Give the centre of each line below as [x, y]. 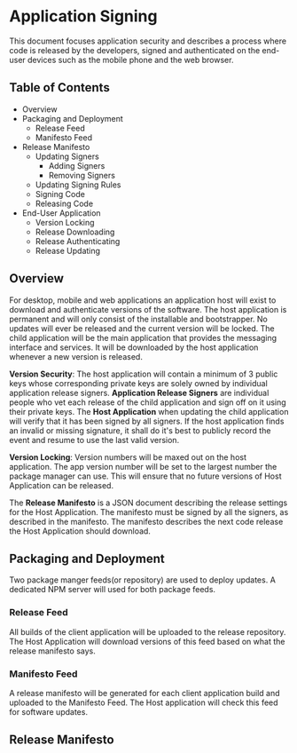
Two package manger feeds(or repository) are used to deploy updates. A [143, 580]
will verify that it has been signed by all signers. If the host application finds [147, 421]
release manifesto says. [52, 651]
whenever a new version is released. [76, 356]
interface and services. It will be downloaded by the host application [134, 347]
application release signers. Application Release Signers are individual [139, 392]
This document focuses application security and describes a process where [148, 41]
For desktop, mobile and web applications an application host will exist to [143, 300]
